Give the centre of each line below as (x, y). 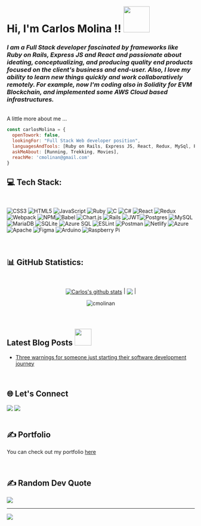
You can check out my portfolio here (51, 452)
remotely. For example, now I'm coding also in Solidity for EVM (100, 85)
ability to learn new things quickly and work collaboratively (95, 77)
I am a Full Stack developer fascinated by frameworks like (92, 48)
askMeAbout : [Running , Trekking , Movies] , (66, 152)
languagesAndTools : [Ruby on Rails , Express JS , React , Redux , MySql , (102, 147)
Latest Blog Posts (40, 343)
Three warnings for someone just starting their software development (101, 357)
